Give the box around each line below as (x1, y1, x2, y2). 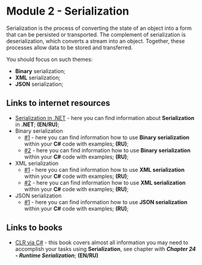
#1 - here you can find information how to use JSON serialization (24, 198, 188, 205)
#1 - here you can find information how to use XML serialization (24, 166, 185, 173)
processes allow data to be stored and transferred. (6, 44, 133, 51)
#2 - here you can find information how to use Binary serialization (24, 146, 191, 154)
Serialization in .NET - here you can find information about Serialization (15, 114, 195, 121)
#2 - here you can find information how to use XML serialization (24, 178, 186, 186)
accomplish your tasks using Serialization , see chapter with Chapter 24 (15, 245, 196, 252)
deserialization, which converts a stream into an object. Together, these (6, 37, 185, 44)
